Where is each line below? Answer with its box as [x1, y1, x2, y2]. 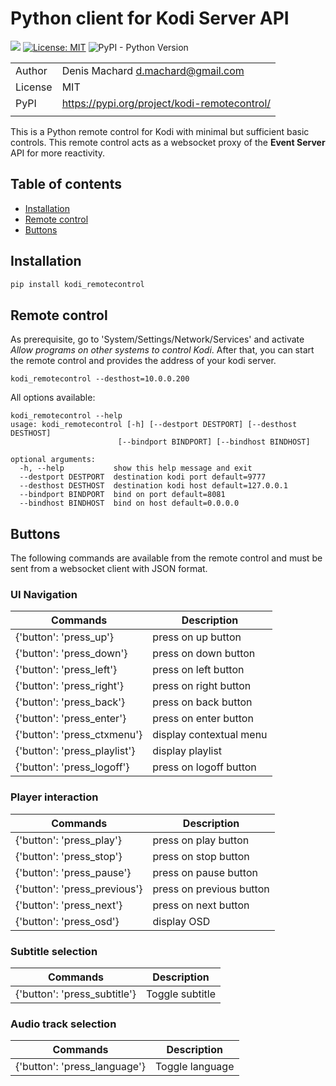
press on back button [152, 695, 253, 709]
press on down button [152, 647, 256, 661]
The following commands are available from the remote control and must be [10, 552, 323, 564]
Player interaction [10, 790, 99, 804]
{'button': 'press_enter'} [15, 712, 127, 726]
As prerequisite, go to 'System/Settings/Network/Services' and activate [10, 333, 305, 346]
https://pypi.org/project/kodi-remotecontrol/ [61, 96, 272, 110]
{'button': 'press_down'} [15, 647, 128, 661]
